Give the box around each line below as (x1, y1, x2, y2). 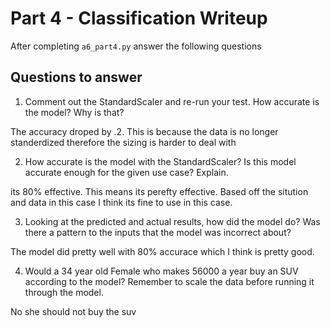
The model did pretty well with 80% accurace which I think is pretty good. (10, 245, 315, 257)
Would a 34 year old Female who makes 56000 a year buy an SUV (24, 265, 299, 277)
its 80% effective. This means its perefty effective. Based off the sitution (10, 185, 309, 197)
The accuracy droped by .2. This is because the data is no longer (10, 125, 279, 137)
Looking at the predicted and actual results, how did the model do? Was (24, 215, 321, 227)
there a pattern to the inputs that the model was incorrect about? (24, 226, 292, 238)
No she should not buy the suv (10, 305, 137, 317)
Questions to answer (10, 69, 143, 86)
